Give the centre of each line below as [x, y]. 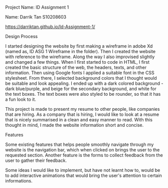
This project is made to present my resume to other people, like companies [82, 109]
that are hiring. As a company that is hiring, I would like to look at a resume [82, 114]
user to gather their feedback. [36, 160]
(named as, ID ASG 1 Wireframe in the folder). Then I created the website [80, 51]
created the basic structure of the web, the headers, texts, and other [76, 67]
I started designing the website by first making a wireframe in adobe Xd [79, 46]
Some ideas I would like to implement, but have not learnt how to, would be [83, 170]
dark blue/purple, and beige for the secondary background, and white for [81, 89]
